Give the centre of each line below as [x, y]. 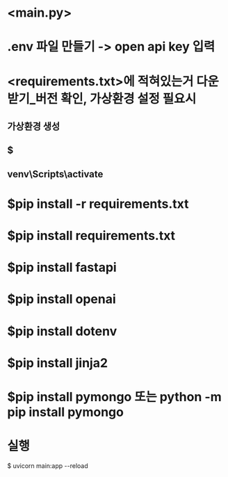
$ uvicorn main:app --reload [48, 466]
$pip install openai [62, 299]
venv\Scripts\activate [55, 174]
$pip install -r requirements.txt [98, 204]
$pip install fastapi [62, 267]
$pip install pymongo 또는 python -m [114, 397]
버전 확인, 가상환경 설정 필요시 [116, 98]
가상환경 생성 [34, 126]
